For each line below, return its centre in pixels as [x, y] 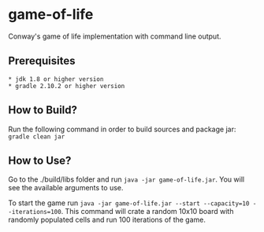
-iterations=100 [35, 212]
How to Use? [40, 160]
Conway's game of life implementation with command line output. [115, 36]
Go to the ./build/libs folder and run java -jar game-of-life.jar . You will [126, 179]
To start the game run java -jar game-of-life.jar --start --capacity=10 [129, 203]
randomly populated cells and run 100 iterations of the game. [107, 220]
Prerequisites [42, 61]
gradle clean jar [37, 136]
